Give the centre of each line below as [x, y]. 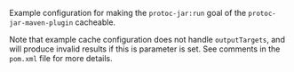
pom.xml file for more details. [61, 58]
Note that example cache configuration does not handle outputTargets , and [147, 40]
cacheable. [95, 22]
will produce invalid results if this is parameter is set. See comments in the [145, 49]
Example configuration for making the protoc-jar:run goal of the [128, 13]
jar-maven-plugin [41, 23]
